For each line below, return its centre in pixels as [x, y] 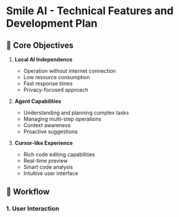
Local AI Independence [43, 59]
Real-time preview [45, 161]
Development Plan [52, 23]
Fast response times [48, 83]
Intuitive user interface [51, 173]
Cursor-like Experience [44, 143]
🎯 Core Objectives [40, 45]
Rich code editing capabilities [59, 154]
